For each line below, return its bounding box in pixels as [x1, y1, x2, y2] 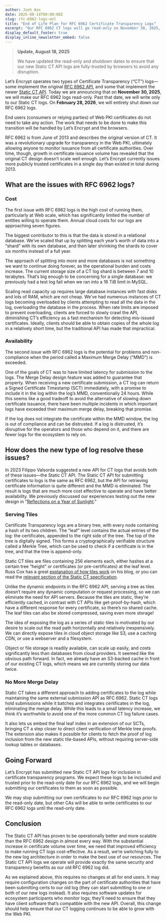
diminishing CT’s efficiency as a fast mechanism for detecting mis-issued [5, 315, 155, 321]
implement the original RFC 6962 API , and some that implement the [17, 83, 155, 89]
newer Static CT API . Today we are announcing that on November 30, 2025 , [5, 89, 162, 95]
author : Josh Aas [5, 7, 41, 12]
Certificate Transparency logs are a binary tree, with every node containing [5, 522, 159, 528]
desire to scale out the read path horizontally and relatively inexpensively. [5, 625, 155, 631]
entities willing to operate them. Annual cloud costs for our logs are [5, 217, 142, 223]
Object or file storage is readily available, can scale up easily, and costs [5, 645, 151, 651]
